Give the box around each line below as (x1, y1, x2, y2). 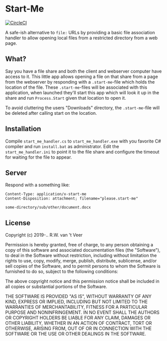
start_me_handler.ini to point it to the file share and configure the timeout (5, 149, 159, 155)
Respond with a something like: (5, 182, 70, 188)
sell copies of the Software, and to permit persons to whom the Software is (5, 263, 161, 269)
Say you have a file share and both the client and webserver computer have (5, 68, 162, 74)
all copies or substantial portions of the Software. (5, 284, 107, 290)
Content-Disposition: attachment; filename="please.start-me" (5, 196, 138, 201)
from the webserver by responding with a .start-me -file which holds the (5, 79, 155, 85)
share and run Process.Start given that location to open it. (5, 95, 126, 101)
